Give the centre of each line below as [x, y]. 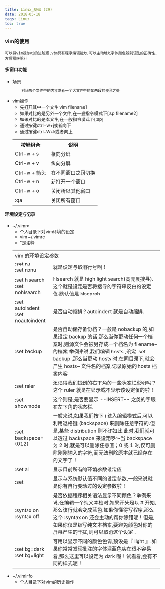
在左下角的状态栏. [73, 407]
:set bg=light [29, 555]
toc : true [15, 23]
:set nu [23, 264]
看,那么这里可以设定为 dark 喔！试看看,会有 [102, 556]
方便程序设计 [16, 58]
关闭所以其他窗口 [71, 191]
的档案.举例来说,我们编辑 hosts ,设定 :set [99, 351]
